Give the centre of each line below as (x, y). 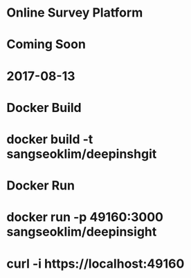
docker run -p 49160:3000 (85, 217)
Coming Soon (46, 45)
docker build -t (50, 139)
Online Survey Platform (75, 13)
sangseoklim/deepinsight (82, 232)
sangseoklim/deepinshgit (82, 154)
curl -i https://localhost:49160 (95, 263)
